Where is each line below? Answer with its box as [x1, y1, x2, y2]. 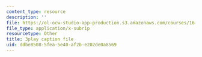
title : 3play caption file [6, 36, 74, 42]
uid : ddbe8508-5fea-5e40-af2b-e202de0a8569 [6, 42, 117, 48]
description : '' [6, 14, 47, 20]
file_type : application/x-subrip [6, 25, 90, 31]
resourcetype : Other [6, 31, 58, 37]
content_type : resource [6, 8, 66, 15]
